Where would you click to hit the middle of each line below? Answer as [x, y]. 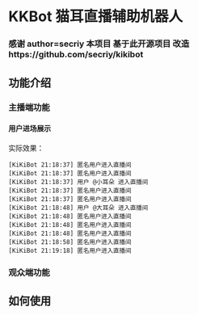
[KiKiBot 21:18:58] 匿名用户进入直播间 [70, 242]
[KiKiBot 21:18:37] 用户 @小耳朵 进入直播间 [78, 182]
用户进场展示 [29, 128]
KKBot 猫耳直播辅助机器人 [96, 17]
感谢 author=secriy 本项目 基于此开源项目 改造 [99, 44]
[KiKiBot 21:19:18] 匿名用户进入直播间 [70, 250]
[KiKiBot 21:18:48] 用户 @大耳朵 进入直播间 [78, 208]
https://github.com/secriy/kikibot [76, 55]
